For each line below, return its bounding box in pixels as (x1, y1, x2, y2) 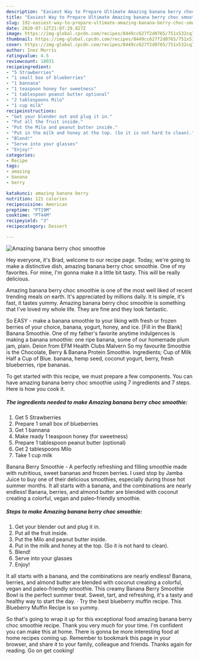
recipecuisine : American (6, 201, 68, 208)
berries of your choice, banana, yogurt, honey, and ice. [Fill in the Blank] (6, 323, 182, 330)
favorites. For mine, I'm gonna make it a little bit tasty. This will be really (6, 269, 181, 276)
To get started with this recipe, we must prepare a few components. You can (6, 372, 193, 380)
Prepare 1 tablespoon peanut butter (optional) (14, 439, 126, 446)
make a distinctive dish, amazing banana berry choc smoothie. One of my (6, 262, 186, 270)
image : (6, 31, 23, 37)
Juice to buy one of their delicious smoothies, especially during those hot (6, 476, 185, 483)
